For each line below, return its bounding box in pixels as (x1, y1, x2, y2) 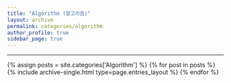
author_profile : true (7, 29, 69, 36)
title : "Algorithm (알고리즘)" (7, 10, 91, 17)
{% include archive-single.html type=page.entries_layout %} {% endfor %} (7, 68, 219, 76)
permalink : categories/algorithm (7, 23, 103, 29)
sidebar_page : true (7, 36, 63, 43)
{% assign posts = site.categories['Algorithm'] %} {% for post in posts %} (7, 61, 216, 69)
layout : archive (7, 16, 54, 23)
